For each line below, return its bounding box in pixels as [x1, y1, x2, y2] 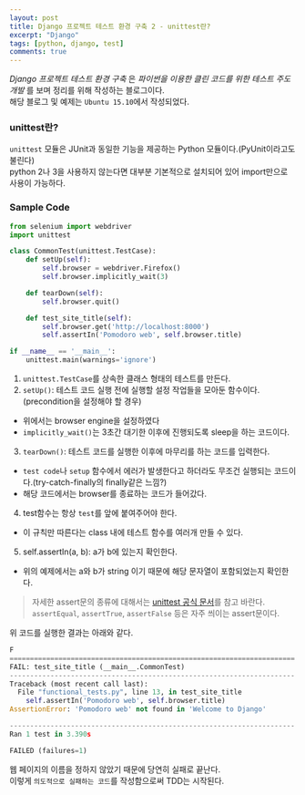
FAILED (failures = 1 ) [9, 746, 88, 755]
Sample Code [9, 201, 70, 214]
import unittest [9, 230, 71, 240]
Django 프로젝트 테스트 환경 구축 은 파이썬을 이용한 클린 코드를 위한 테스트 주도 [9, 74, 291, 85]
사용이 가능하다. [9, 178, 66, 189]
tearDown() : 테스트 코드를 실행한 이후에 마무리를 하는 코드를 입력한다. [22, 446, 270, 457]
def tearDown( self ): [25, 288, 104, 297]
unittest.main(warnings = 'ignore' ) [25, 356, 157, 365]
